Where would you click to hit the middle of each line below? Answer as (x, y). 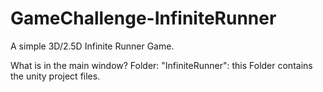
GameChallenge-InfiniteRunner (143, 18)
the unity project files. (55, 76)
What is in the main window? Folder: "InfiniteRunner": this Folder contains (161, 65)
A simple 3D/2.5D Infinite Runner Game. (92, 46)
